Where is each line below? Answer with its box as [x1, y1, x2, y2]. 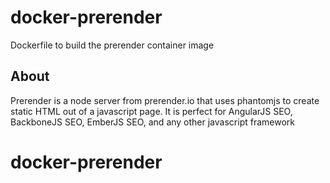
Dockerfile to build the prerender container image [10, 39, 215, 51]
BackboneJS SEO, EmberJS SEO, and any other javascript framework [10, 116, 295, 128]
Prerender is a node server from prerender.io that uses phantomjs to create [10, 94, 320, 106]
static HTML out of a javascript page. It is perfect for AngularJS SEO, [10, 105, 293, 117]
